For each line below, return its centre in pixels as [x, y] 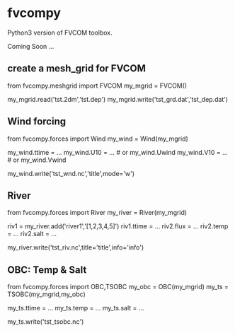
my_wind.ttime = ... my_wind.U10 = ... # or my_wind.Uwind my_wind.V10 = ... [117, 152]
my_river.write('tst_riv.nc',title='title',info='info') [76, 247]
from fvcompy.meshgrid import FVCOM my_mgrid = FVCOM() [97, 86]
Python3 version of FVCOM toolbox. [60, 33]
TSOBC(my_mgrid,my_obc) [47, 294]
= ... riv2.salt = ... [32, 234]
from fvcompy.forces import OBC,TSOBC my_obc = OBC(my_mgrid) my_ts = [118, 287]
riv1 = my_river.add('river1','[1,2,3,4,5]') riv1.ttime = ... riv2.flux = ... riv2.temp [118, 226]
